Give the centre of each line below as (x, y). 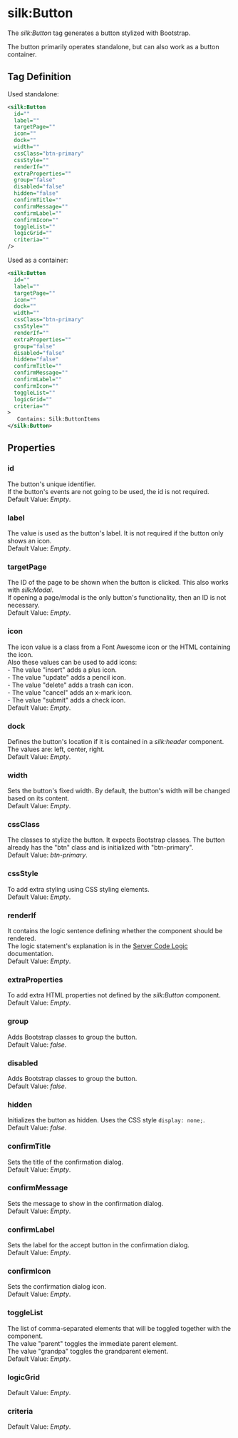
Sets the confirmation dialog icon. (57, 1287)
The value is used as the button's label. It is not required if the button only (115, 533)
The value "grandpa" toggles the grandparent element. (88, 1351)
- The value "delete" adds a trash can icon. (71, 685)
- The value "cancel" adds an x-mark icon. (70, 692)
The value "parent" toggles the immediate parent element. (93, 1343)
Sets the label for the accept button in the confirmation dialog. (99, 1245)
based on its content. (38, 798)
